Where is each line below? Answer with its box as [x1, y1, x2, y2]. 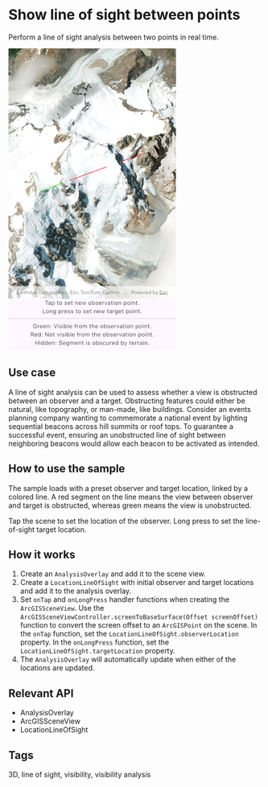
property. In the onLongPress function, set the [19, 637, 170, 647]
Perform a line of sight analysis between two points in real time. [8, 32, 219, 42]
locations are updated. [19, 663, 95, 673]
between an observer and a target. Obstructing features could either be [8, 396, 245, 406]
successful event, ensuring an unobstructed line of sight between [8, 430, 226, 439]
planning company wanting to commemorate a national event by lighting [8, 413, 248, 422]
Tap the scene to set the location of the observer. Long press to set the [8, 516, 244, 525]
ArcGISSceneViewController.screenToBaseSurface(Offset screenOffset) [19, 613, 259, 621]
